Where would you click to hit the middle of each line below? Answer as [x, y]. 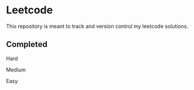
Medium [16, 70]
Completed [27, 44]
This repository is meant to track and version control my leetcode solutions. [97, 26]
